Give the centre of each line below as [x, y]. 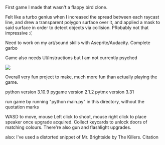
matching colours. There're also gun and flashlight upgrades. [68, 127]
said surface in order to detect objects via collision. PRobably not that [77, 28]
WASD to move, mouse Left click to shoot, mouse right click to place [76, 117]
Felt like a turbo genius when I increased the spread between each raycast [82, 17]
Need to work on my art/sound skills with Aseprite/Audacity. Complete [78, 43]
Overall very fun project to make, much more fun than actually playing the [81, 77]
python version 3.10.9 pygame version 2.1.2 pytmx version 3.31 [70, 92]
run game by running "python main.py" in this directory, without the [75, 102]
